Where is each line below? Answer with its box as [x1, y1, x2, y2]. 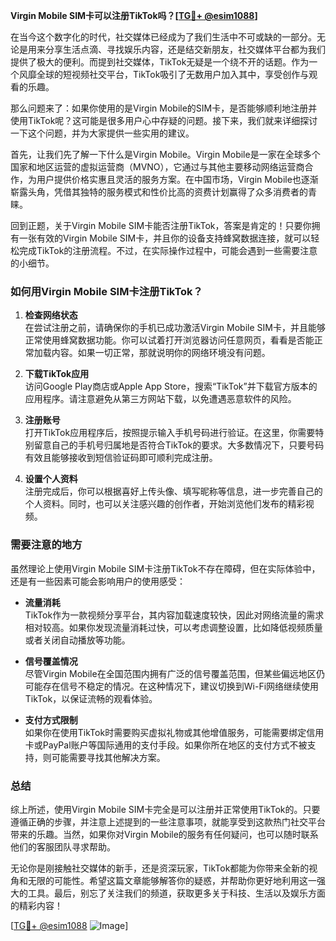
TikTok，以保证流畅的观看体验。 [24, 692, 158, 704]
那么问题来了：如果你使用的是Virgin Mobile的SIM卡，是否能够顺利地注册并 [10, 102, 318, 114]
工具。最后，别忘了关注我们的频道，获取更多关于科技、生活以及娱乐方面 [27, 887, 326, 899]
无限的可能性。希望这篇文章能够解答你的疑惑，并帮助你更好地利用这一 [27, 874, 317, 886]
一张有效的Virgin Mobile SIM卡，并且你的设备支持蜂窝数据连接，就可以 [18, 232, 312, 244]
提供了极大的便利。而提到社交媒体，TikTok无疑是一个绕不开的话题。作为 [10, 56, 310, 68]
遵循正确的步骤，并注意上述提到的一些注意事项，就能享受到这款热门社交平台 [10, 815, 326, 828]
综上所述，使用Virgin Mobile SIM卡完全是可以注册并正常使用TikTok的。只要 [10, 803, 321, 815]
